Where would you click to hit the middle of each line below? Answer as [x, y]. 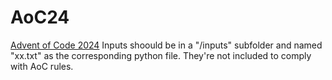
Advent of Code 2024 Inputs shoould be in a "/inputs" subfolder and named [166, 45]
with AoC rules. [42, 66]
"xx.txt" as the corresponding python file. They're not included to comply [161, 55]
